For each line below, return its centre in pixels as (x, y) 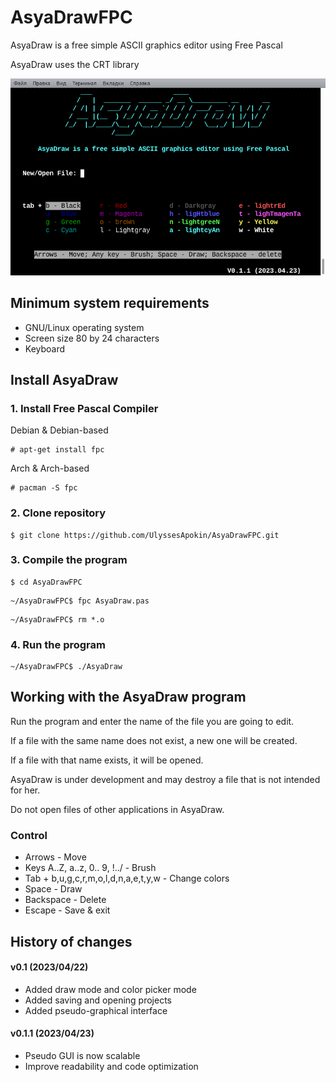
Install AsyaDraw (64, 379)
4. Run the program (58, 644)
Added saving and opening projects (98, 1000)
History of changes (71, 941)
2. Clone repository (58, 513)
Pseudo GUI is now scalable (82, 1055)
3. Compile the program (69, 560)
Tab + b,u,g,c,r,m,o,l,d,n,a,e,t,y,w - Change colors (127, 878)
